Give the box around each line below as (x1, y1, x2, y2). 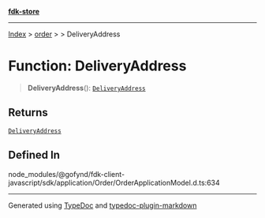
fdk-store (8, 7, 40, 16)
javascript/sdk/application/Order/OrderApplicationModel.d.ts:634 (8, 178, 221, 187)
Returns (8, 106, 49, 119)
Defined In (8, 148, 61, 162)
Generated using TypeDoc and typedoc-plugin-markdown (8, 201, 197, 210)
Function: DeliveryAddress (8, 57, 187, 75)
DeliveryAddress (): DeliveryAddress (27, 83, 146, 92)
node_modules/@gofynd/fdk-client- (8, 169, 125, 179)
